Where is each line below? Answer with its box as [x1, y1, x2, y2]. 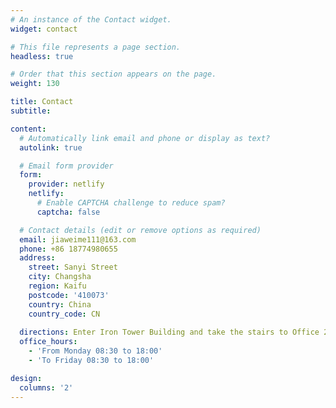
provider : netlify [28, 179, 105, 190]
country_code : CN [28, 309, 101, 319]
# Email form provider [19, 161, 114, 171]
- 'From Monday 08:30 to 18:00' [28, 346, 163, 356]
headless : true [10, 51, 74, 61]
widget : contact [10, 24, 78, 34]
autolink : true [19, 142, 83, 153]
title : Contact [10, 97, 74, 107]
